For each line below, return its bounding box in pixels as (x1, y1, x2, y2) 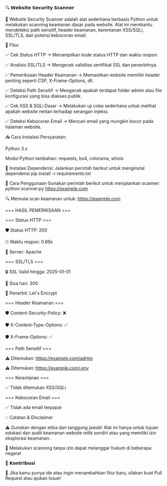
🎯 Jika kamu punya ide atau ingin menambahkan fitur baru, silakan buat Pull (5, 470, 162, 475)
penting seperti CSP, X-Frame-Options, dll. (5, 78, 94, 84)
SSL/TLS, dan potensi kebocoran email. (5, 32, 87, 38)
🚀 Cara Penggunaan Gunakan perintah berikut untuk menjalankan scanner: (5, 180, 160, 186)
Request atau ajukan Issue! (5, 475, 61, 481)
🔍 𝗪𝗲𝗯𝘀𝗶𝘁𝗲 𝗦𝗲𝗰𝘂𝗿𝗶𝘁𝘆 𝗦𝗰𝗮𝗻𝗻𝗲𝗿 (5, 5, 74, 11)
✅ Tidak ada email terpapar (5, 404, 62, 410)
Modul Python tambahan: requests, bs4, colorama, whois (5, 156, 124, 161)
